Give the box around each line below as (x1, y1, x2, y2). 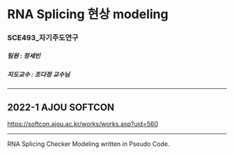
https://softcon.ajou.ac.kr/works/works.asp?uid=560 (7, 120, 159, 129)
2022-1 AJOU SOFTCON (7, 101, 115, 113)
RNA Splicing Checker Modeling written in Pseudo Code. (7, 140, 170, 148)
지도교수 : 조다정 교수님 (7, 70, 70, 79)
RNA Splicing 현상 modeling (7, 6, 169, 22)
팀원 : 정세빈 (7, 51, 40, 60)
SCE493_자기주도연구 (7, 33, 79, 42)
